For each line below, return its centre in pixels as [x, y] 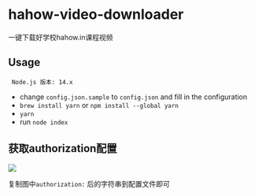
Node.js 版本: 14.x [42, 82]
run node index [44, 122]
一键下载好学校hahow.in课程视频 [61, 37]
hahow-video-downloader [96, 15]
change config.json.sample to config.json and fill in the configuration [133, 97]
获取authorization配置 [63, 148]
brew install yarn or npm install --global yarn [99, 105]
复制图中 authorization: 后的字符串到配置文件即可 [89, 183]
